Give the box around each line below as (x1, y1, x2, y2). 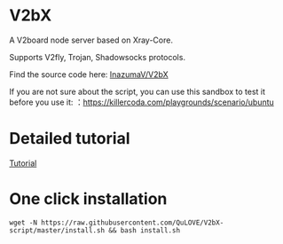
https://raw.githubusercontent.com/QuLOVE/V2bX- (41, 218, 224, 227)
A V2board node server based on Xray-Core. (9, 35, 173, 45)
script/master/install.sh (9, 225, 105, 235)
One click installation (9, 189, 168, 209)
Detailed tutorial (9, 129, 130, 149)
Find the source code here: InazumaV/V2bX (9, 68, 169, 80)
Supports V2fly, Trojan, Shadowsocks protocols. (9, 51, 186, 62)
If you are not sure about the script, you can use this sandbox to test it (9, 86, 266, 97)
